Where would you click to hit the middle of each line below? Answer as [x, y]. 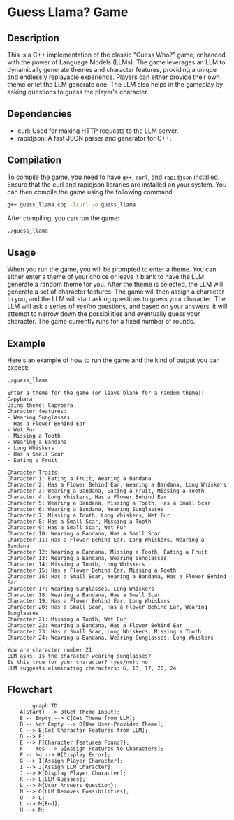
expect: [18, 367]
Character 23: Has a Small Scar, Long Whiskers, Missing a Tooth [104, 631]
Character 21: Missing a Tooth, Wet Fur [67, 619]
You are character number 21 [50, 650]
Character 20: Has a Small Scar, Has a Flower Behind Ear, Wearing [108, 607]
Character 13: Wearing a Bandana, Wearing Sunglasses [87, 558]
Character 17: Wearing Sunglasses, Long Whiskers [81, 589]
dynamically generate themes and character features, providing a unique [112, 70]
